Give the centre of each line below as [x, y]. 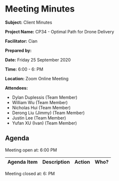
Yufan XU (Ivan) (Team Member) [45, 123]
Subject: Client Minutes [29, 22]
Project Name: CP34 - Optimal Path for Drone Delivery [60, 31]
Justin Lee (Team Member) [39, 118]
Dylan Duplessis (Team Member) [45, 97]
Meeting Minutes [40, 9]
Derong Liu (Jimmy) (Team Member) [48, 113]
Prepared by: [18, 50]
